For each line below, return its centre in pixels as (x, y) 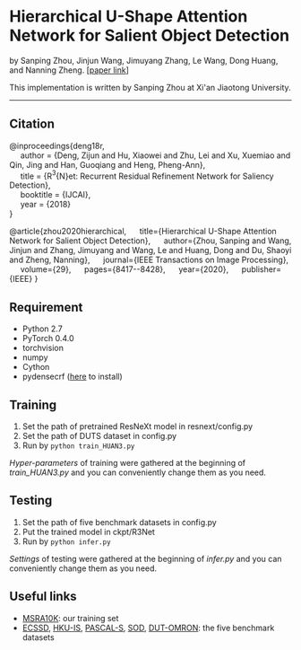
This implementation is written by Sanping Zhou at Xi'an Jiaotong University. (150, 87)
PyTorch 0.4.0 (48, 338)
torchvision (43, 348)
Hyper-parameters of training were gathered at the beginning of (128, 463)
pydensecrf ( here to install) (72, 377)
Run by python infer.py (66, 541)
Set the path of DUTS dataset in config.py (99, 436)
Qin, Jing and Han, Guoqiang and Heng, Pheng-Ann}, (107, 164)
